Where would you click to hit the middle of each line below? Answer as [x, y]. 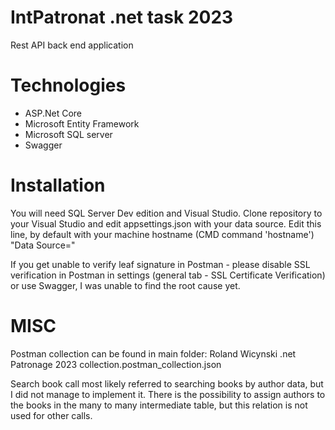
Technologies [68, 85]
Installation [58, 185]
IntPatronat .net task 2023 [122, 17]
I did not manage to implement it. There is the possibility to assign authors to [168, 394]
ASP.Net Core [53, 113]
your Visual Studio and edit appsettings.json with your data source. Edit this [166, 223]
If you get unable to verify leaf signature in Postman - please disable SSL [160, 264]
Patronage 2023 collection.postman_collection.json [116, 364]
